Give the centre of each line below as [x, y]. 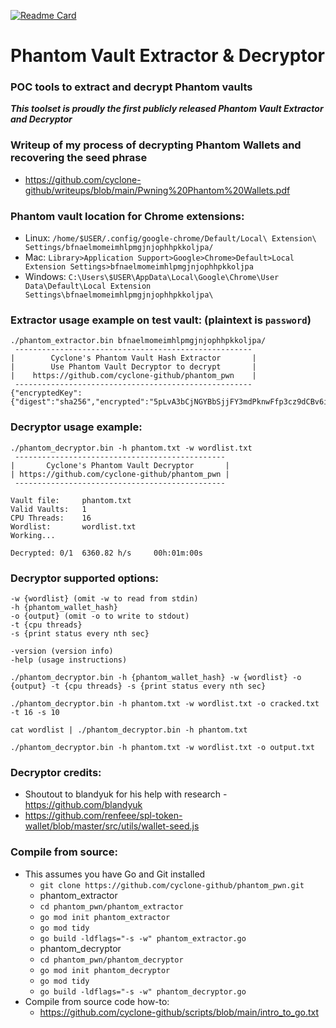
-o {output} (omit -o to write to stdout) [100, 616]
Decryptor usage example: [76, 427]
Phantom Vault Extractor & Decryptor [167, 56]
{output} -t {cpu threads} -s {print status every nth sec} [138, 686]
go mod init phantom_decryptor [105, 970]
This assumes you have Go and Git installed [115, 874]
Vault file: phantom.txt [71, 500]
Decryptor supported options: [85, 578]
